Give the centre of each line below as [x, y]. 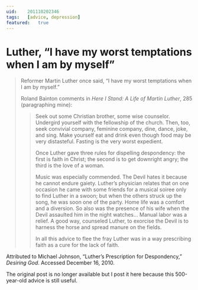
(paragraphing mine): [46, 105]
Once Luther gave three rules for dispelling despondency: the [110, 153]
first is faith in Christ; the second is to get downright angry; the [112, 159]
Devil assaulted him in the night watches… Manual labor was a [111, 215]
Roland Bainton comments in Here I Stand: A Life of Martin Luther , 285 [106, 99]
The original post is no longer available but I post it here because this [90, 274]
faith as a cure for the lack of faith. [77, 245]
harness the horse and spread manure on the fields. [98, 227]
